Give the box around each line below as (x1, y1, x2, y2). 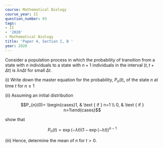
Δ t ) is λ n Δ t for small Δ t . (5, 67, 52, 73)
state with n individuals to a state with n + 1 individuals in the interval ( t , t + (5, 62, 154, 68)
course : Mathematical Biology (5, 7, 67, 12)
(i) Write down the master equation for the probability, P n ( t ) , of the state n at (5, 77, 158, 84)
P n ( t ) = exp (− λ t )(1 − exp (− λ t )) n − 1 (47, 126, 117, 134)
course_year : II (5, 12, 38, 17)
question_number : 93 (5, 16, 47, 21)
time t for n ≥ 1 (5, 83, 35, 89)
